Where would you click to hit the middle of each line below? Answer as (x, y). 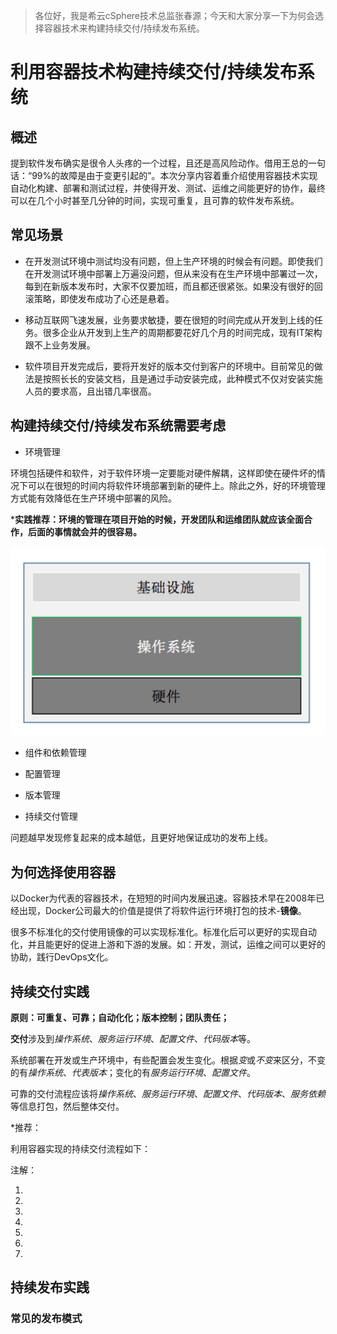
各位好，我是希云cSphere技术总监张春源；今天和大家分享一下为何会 (174, 15)
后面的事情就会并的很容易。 (84, 531)
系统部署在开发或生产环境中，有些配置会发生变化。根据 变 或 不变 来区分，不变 (168, 1060)
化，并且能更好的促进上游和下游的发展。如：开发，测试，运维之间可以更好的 (168, 945)
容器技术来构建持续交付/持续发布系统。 (124, 28)
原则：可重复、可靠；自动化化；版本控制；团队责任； (120, 1017)
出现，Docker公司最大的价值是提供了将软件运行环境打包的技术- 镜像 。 (162, 911)
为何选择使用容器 (63, 872)
